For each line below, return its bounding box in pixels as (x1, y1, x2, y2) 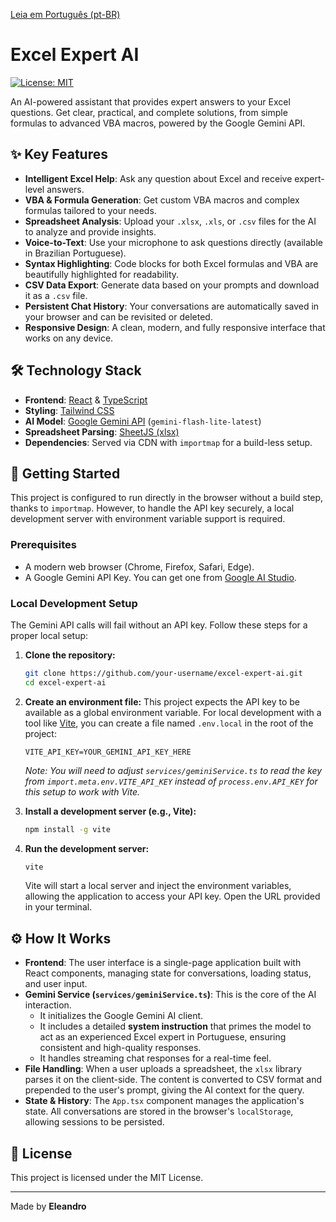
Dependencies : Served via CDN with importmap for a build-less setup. (24, 436, 313, 448)
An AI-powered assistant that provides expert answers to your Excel (10, 95, 291, 108)
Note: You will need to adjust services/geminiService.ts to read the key (24, 764, 323, 776)
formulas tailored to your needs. (24, 204, 157, 216)
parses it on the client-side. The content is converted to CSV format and (24, 1074, 323, 1086)
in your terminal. (24, 901, 93, 913)
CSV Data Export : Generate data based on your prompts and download (24, 279, 320, 291)
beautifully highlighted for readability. (24, 268, 180, 280)
